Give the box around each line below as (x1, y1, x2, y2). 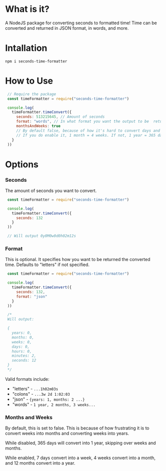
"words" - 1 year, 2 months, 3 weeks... (12, 401, 96, 407)
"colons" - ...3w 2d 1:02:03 (12, 391, 70, 397)
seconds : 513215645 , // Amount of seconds (16, 114, 105, 119)
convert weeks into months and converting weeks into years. (5, 430, 129, 436)
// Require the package (7, 92, 56, 97)
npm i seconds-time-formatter (5, 58, 68, 64)
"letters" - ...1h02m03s (12, 385, 58, 392)
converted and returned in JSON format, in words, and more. (5, 25, 129, 31)
